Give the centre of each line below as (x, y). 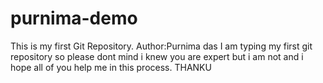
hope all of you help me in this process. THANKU (111, 67)
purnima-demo (74, 18)
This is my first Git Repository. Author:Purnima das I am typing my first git (161, 46)
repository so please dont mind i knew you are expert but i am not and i (157, 56)
